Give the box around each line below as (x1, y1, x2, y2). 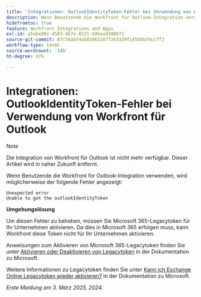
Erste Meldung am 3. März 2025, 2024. (6, 284, 103, 291)
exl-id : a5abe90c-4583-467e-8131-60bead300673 (6, 31, 124, 37)
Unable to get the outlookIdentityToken (6, 195, 109, 201)
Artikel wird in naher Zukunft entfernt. (6, 160, 99, 168)
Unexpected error (6, 190, 50, 196)
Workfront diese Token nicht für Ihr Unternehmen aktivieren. (6, 230, 155, 237)
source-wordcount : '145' (6, 48, 68, 54)
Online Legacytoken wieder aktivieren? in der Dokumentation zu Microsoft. (6, 272, 190, 279)
